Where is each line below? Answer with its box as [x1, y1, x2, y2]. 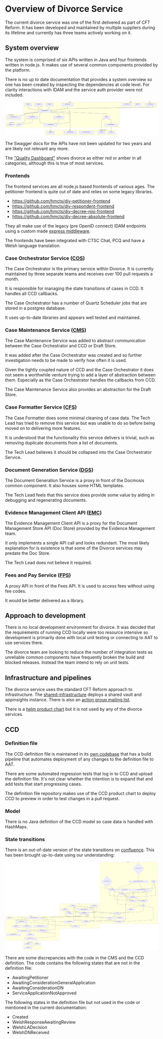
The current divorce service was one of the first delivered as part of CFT [5, 19, 150, 25]
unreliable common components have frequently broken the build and [5, 654, 145, 660]
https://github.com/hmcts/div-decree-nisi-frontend [12, 208, 114, 214]
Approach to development [5, 611, 86, 620]
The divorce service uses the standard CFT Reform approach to [5, 687, 132, 693]
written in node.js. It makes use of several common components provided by [5, 62, 158, 67]
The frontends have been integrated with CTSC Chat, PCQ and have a [5, 237, 145, 243]
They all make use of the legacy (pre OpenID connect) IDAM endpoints [5, 223, 147, 229]
